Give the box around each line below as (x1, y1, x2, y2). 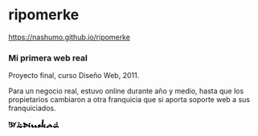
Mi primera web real (8, 52, 88, 64)
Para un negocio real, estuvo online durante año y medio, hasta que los (8, 86, 244, 96)
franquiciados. (8, 103, 56, 113)
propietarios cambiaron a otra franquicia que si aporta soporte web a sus (8, 95, 251, 105)
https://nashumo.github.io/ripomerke (8, 32, 131, 42)
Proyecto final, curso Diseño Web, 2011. (8, 71, 140, 80)
